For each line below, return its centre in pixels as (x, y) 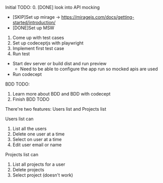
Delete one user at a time (38, 134)
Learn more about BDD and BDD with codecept (61, 94)
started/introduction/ (34, 22)
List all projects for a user (39, 164)
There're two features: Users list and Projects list (56, 109)
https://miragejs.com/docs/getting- (98, 17)
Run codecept (27, 74)
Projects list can (22, 154)
